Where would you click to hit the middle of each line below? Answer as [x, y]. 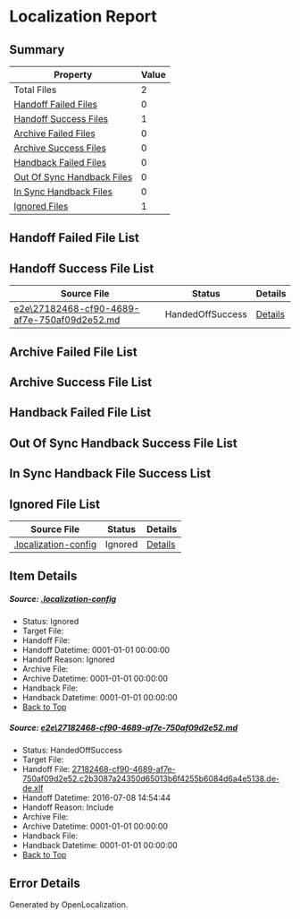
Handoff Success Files [61, 119]
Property [73, 75]
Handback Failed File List [80, 412]
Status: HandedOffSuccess [72, 751]
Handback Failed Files [60, 163]
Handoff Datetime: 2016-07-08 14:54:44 [96, 798]
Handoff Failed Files [56, 104]
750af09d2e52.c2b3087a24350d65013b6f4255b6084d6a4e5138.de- [150, 779]
